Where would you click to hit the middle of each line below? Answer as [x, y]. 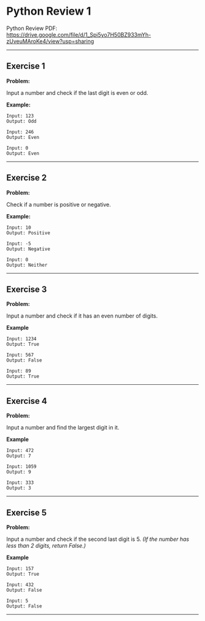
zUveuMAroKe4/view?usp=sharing [50, 41]
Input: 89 [19, 371]
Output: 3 [19, 488]
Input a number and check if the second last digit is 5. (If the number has [98, 539]
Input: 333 [20, 483]
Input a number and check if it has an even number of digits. [82, 316]
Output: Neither [27, 265]
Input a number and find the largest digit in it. [63, 428]
